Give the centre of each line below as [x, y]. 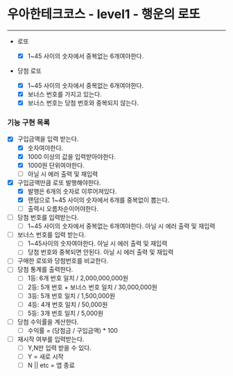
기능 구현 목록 [29, 123]
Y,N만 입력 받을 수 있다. [60, 348]
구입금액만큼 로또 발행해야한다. [59, 182]
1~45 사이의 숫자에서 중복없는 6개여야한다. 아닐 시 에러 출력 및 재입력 [121, 226]
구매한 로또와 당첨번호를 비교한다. [63, 261]
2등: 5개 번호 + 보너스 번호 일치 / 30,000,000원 [92, 287]
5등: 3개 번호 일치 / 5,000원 [66, 313]
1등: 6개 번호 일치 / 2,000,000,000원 [78, 278]
